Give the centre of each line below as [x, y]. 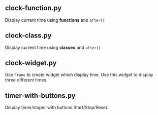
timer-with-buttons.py [40, 96]
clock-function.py [33, 8]
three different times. [26, 80]
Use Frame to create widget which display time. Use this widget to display [79, 75]
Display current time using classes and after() [53, 47]
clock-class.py [28, 36]
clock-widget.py [31, 63]
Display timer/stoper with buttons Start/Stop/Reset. [57, 108]
